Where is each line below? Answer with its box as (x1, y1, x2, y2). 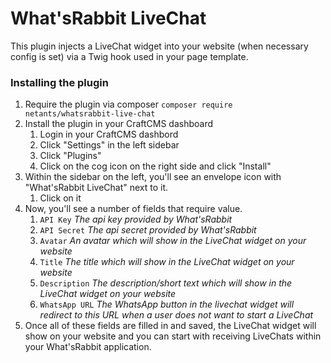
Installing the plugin (10, 75, 109, 89)
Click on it (39, 192, 82, 204)
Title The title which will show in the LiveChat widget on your (39, 256, 295, 268)
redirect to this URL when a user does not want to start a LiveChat (39, 309, 314, 321)
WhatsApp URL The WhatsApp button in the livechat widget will (39, 298, 295, 311)
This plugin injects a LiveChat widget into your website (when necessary (10, 40, 309, 52)
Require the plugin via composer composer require (24, 98, 233, 111)
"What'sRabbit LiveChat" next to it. (24, 182, 169, 194)
